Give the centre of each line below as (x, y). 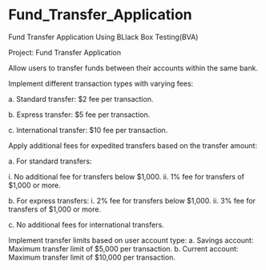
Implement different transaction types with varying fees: (101, 83)
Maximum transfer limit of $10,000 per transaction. (92, 257)
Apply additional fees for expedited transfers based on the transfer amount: (133, 145)
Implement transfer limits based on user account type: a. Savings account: (131, 240)
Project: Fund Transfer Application (65, 52)
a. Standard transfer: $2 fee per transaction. (81, 99)
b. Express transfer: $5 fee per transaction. (79, 115)
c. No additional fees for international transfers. (86, 224)
